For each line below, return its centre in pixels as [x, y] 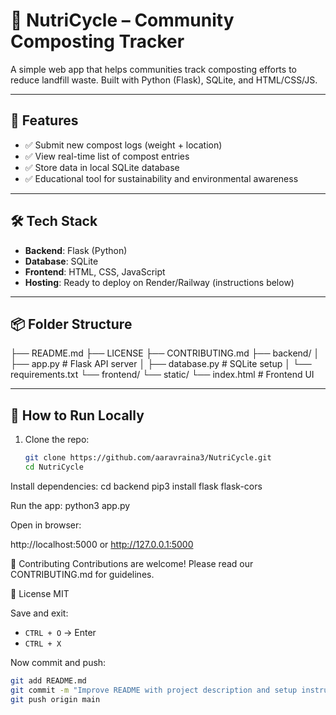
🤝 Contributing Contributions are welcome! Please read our [132, 563]
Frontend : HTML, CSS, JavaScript [95, 271]
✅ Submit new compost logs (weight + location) [123, 145]
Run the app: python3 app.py [70, 505]
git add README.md [48, 680]
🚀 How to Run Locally [77, 415]
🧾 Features [44, 120]
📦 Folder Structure [71, 324]
